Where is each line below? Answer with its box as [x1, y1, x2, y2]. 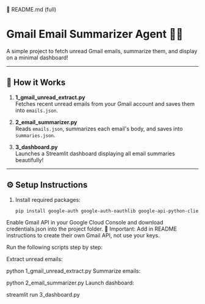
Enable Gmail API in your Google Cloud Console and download [6, 219, 164, 226]
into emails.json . [15, 106, 59, 114]
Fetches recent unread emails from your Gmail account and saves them [15, 100, 195, 107]
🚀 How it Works [6, 77, 66, 88]
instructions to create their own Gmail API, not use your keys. [6, 232, 160, 239]
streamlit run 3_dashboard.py [6, 291, 81, 298]
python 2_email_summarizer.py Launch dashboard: [6, 279, 134, 287]
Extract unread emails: [6, 256, 63, 263]
